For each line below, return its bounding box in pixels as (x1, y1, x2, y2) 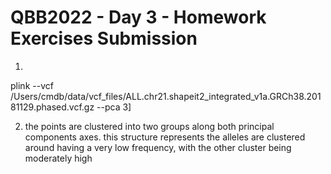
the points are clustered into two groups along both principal (24, 120, 275, 132)
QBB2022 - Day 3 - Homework (10, 6, 267, 29)
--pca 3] (96, 101, 132, 113)
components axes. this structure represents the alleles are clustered (24, 131, 306, 143)
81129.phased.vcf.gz (10, 101, 95, 113)
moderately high (24, 152, 93, 164)
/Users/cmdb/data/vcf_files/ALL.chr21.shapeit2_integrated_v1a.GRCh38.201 (10, 90, 322, 102)
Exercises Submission (10, 27, 198, 50)
